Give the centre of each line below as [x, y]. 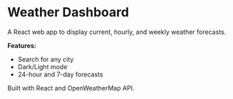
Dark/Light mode [42, 66]
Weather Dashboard [68, 12]
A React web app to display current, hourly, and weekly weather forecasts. [117, 32]
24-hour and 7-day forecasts [60, 74]
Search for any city [46, 59]
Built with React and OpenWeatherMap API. [71, 88]
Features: [22, 45]
